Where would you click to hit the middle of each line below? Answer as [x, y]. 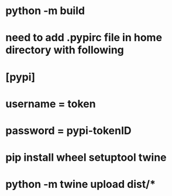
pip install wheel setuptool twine [86, 158]
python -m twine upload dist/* [81, 185]
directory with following [65, 50]
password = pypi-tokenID [69, 131]
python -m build [45, 11]
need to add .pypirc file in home [84, 38]
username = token [51, 104]
